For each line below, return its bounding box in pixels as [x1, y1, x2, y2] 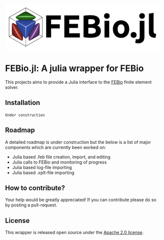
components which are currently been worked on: [5, 144, 107, 150]
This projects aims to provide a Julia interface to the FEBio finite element [5, 79, 152, 85]
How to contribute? [5, 184, 65, 192]
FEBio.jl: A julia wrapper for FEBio [5, 63, 144, 74]
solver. [5, 84, 19, 90]
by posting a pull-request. [5, 202, 57, 208]
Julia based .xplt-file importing [12, 170, 75, 175]
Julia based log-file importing [12, 164, 72, 170]
